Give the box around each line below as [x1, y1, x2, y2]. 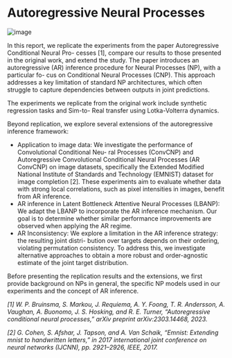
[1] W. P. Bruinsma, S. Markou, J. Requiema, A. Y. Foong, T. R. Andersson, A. [7, 300, 225, 308]
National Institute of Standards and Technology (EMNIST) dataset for [17, 170, 214, 178]
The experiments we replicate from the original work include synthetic [7, 99, 207, 107]
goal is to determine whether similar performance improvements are [17, 214, 212, 223]
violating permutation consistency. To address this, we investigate [17, 244, 206, 252]
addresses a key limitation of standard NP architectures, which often [7, 78, 202, 86]
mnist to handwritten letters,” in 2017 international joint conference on [7, 335, 207, 344]
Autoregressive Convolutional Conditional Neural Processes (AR [17, 155, 200, 164]
